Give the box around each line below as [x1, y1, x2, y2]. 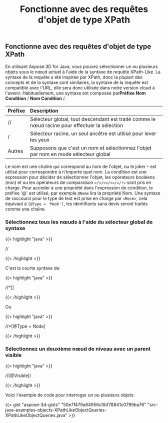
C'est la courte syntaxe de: [5, 265, 61, 271]
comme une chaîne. [5, 206, 46, 212]
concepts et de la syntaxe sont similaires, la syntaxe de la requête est [5, 79, 148, 85]
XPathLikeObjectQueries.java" [5, 412, 67, 418]
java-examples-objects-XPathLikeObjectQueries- [5, 407, 107, 413]
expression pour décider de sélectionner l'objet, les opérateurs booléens [5, 174, 155, 180]
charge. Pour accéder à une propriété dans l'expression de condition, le [5, 184, 153, 190]
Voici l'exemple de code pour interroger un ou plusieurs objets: [5, 392, 135, 398]
